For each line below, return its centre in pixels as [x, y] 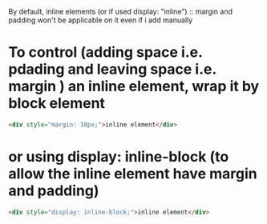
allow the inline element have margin [133, 174]
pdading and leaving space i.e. [112, 69]
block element [57, 104]
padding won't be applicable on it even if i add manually [101, 20]
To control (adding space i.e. [105, 52]
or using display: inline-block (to [119, 157]
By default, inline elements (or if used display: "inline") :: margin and [120, 12]
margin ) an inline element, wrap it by [134, 86]
